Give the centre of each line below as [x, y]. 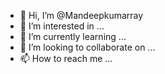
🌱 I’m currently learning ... [73, 36]
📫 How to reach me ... [66, 58]
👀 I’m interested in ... [62, 26]
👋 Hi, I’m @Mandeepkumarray [81, 15]
